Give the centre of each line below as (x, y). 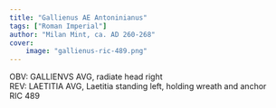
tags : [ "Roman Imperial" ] (58, 26)
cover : (22, 43)
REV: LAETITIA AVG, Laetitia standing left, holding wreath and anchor (138, 86)
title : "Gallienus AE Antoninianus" (78, 18)
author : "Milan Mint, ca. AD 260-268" (82, 34)
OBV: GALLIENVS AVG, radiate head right (86, 76)
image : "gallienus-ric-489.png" (86, 51)
